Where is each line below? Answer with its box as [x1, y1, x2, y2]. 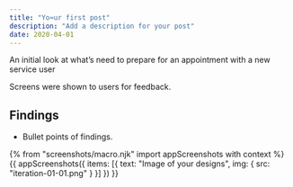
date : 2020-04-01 [9, 30, 75, 39]
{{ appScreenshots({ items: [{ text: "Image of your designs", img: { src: [9, 158, 271, 169]
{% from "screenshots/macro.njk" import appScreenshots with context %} [9, 149, 285, 160]
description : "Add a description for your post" [9, 22, 195, 31]
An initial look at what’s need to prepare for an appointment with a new [9, 55, 271, 66]
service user [9, 64, 56, 75]
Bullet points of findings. [22, 131, 113, 142]
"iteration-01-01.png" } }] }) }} [9, 168, 120, 179]
